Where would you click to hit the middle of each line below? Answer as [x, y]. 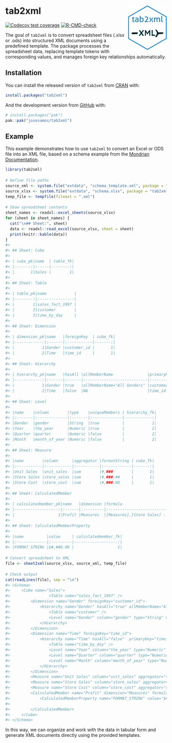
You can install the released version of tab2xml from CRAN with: [72, 85]
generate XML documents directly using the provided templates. [73, 735]
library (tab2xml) [24, 170]
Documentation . [22, 160]
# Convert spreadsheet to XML [38, 558]
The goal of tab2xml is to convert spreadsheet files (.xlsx [65, 35]
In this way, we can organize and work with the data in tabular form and [81, 730]
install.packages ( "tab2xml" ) [36, 95]
